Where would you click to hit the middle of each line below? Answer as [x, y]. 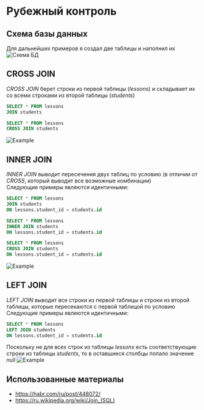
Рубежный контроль [62, 11]
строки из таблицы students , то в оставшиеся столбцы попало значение [100, 354]
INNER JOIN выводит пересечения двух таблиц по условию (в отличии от [102, 174]
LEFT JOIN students [31, 330]
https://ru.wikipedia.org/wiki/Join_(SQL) [65, 400]
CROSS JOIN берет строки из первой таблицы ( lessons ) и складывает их [101, 88]
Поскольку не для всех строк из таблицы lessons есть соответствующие [101, 347]
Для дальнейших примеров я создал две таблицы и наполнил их [91, 48]
